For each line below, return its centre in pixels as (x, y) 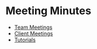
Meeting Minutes (48, 11)
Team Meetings (33, 27)
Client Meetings (33, 33)
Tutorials (25, 40)
